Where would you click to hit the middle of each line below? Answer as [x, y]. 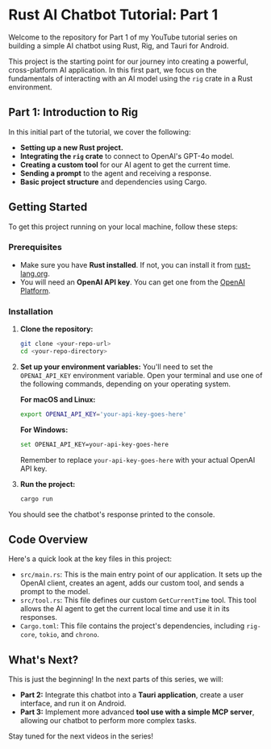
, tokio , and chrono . [67, 635]
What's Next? [44, 660]
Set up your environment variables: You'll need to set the [117, 366]
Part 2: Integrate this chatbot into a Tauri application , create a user [132, 695]
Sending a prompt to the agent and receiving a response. [116, 173]
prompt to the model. [55, 592]
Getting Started [48, 207]
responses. [39, 618]
